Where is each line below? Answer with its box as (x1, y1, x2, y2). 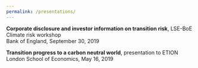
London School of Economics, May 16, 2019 (6, 55, 113, 62)
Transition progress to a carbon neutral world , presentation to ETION (6, 48, 178, 56)
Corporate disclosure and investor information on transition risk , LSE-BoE (6, 25, 193, 32)
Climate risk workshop (6, 31, 61, 38)
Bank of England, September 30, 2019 (6, 37, 100, 44)
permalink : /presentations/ (6, 8, 76, 15)
